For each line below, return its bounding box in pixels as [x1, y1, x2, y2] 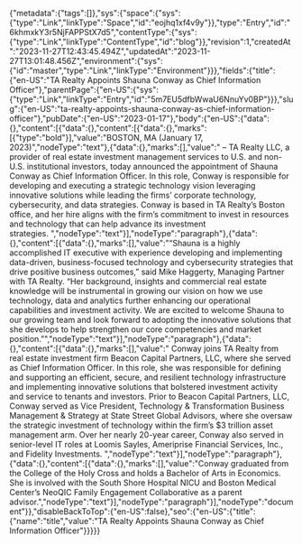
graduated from [230, 458, 289, 468]
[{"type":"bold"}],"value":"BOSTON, [9, 133, 142, 143]
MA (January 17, [143, 133, 204, 143]
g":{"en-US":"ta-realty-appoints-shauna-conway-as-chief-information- [9, 104, 275, 114]
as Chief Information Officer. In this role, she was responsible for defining [9, 363, 281, 373]
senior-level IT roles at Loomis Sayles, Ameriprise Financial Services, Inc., [9, 439, 284, 449]
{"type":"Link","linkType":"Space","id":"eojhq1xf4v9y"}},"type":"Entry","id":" [9, 17, 291, 28]
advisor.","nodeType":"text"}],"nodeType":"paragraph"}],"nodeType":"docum [9, 496, 294, 507]
